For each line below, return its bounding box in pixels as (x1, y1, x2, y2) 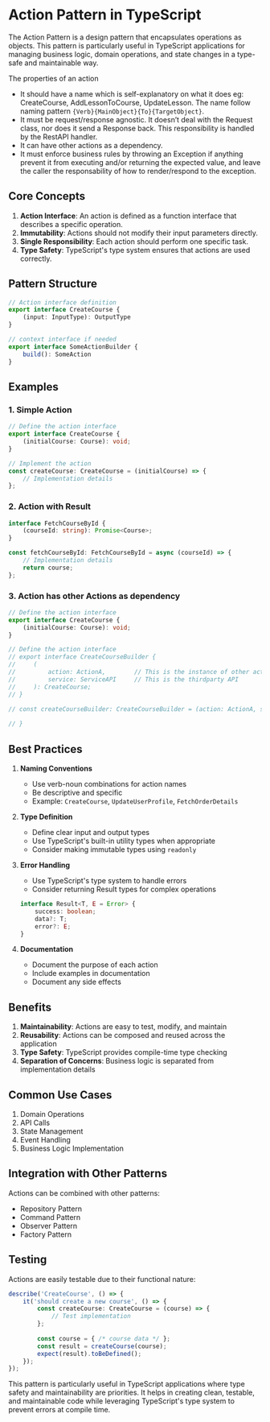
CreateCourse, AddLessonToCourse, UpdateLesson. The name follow (19, 97, 251, 107)
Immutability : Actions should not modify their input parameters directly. (19, 228, 259, 238)
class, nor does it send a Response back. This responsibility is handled (19, 123, 255, 133)
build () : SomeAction (22, 350, 92, 358)
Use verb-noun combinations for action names (31, 779, 187, 789)
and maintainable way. (24, 58, 99, 68)
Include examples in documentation (31, 969, 150, 978)
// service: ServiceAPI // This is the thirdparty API (8, 675, 239, 684)
